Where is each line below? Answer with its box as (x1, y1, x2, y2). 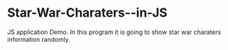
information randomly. (7, 35, 71, 43)
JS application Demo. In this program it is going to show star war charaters (7, 28, 221, 36)
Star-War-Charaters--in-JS (7, 5, 168, 21)
